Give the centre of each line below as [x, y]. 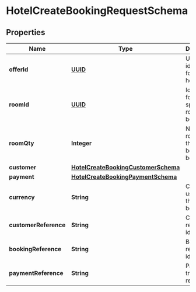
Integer [81, 143]
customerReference [37, 225]
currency [22, 197]
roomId [19, 105]
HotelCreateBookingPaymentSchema [124, 177]
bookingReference [35, 249]
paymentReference [36, 273]
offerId [19, 69]
